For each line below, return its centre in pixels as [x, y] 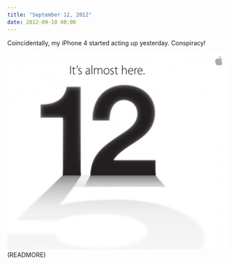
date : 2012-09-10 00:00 [42, 22]
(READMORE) [27, 255]
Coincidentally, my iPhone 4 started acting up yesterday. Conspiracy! [106, 43]
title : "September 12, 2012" [50, 15]
